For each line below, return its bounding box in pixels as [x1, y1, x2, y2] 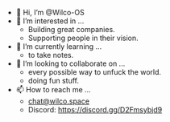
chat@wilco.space [27, 96, 90, 106]
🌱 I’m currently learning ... [15, 42, 102, 51]
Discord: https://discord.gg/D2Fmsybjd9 [27, 105, 163, 114]
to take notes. [27, 51, 74, 59]
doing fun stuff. [27, 76, 79, 85]
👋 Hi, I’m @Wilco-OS [15, 8, 85, 17]
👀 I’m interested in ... [15, 16, 85, 26]
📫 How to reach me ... [15, 85, 91, 94]
